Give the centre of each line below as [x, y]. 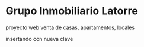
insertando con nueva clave [39, 39]
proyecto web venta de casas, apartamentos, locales [70, 27]
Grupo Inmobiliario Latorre [72, 11]
